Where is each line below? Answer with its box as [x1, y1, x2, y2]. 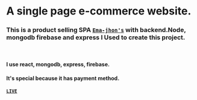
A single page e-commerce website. [6, 4, 192, 18]
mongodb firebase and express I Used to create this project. [6, 33, 186, 42]
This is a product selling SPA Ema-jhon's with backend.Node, [6, 26, 186, 34]
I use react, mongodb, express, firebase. [6, 61, 110, 68]
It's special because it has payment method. [6, 74, 120, 82]
